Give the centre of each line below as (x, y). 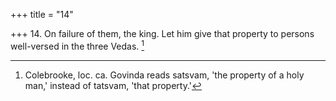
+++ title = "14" (42, 14)
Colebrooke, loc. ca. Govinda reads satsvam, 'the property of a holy (164, 75)
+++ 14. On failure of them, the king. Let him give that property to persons (162, 33)
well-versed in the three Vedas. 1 (77, 45)
